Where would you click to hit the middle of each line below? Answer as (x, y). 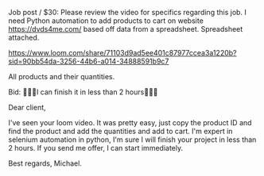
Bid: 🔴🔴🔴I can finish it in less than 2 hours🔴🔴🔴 (83, 92)
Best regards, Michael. (45, 163)
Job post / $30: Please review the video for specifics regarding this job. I (127, 12)
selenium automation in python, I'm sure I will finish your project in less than (132, 140)
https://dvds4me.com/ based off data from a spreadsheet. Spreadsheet (126, 29)
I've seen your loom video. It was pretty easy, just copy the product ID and (130, 122)
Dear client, (27, 107)
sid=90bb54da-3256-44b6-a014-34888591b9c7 (89, 61)
